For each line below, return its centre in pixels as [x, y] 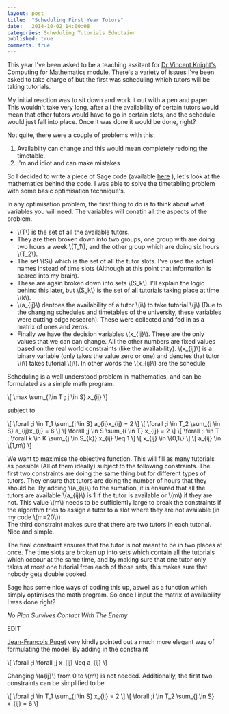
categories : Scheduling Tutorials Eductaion [71, 33]
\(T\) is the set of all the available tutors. [73, 232]
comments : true [29, 45]
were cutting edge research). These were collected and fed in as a [111, 319]
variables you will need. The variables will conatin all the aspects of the [107, 211]
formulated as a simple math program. [61, 384]
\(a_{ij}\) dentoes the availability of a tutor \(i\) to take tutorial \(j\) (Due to [120, 305]
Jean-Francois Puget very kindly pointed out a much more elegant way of [111, 642]
